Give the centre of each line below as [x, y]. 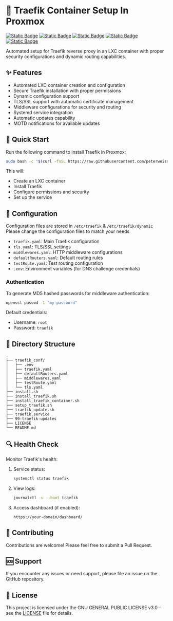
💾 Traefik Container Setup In [67, 11]
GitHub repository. [25, 579]
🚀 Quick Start [27, 140]
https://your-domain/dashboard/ [48, 517]
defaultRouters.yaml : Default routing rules [58, 258]
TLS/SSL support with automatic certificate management [73, 101]
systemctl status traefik [41, 479]
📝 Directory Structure [41, 344]
